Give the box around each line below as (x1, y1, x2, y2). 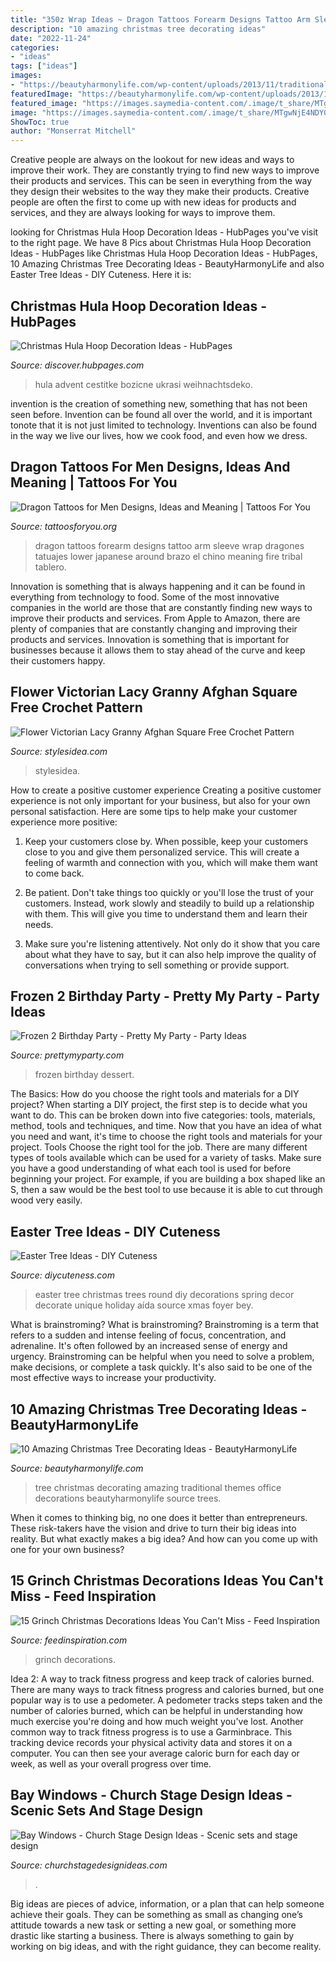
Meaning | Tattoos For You (10, 474, 178, 491)
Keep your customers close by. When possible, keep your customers (24, 835, 309, 847)
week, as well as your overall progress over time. (10, 1757, 212, 1770)
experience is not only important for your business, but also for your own (10, 794, 311, 806)
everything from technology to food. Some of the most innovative (10, 591, 280, 603)
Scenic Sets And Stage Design (10, 1802, 204, 1820)
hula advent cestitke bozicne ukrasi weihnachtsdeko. (34, 378, 254, 390)
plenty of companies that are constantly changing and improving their (10, 622, 298, 635)
